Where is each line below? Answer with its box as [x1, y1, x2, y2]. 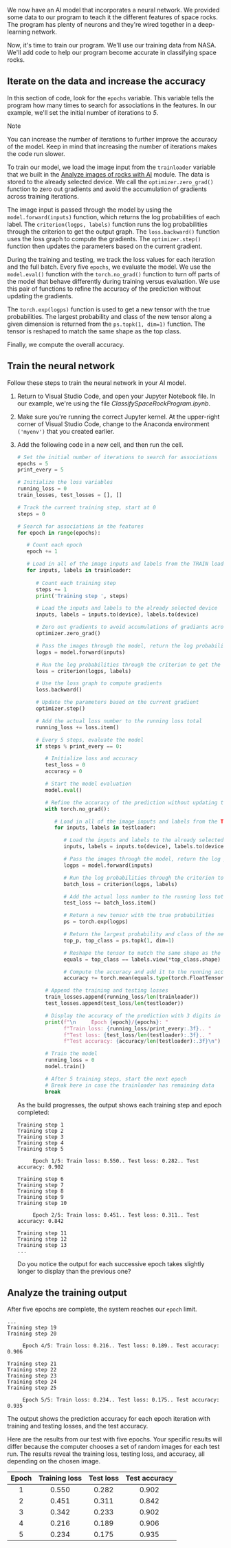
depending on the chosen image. [7, 1457, 101, 1466]
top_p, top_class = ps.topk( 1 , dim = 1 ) [63, 937, 175, 944]
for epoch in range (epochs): [16, 529, 101, 536]
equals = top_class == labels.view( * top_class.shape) [63, 955, 221, 963]
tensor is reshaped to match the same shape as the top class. [7, 327, 181, 335]
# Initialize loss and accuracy [45, 755, 137, 762]
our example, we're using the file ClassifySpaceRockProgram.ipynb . [16, 399, 211, 408]
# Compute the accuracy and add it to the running [63, 969, 212, 975]
